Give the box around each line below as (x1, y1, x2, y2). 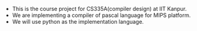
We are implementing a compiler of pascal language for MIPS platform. (12, 12, 191, 19)
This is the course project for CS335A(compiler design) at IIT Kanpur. (12, 5, 187, 12)
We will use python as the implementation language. (12, 18, 144, 25)
